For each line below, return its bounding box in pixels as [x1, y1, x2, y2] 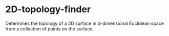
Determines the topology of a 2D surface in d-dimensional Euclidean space [5, 20, 164, 26]
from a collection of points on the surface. [5, 25, 94, 31]
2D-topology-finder [5, 4, 91, 15]
